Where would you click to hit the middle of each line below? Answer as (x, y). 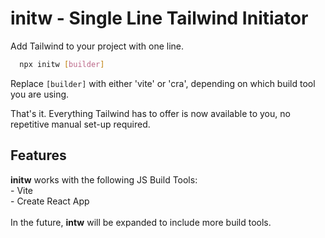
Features (38, 155)
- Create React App (50, 201)
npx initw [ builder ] (62, 64)
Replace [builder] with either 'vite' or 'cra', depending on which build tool (163, 83)
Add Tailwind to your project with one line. (97, 46)
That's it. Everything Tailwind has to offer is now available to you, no (150, 113)
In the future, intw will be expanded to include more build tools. (141, 222)
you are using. (40, 94)
